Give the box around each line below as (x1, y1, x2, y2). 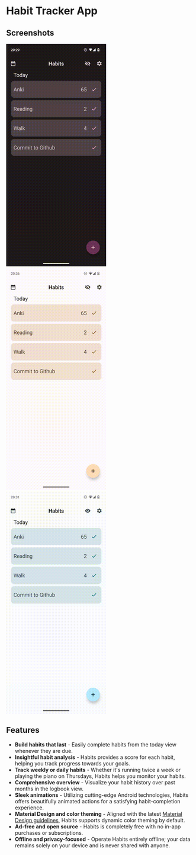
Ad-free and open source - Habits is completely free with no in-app (14, 823, 181, 830)
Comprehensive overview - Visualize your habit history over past (14, 778, 176, 786)
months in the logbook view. (14, 785, 84, 792)
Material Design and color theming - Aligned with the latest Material (14, 810, 182, 817)
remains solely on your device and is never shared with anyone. (14, 841, 171, 849)
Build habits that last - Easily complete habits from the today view (14, 740, 176, 748)
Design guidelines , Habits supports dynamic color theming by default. (14, 816, 185, 824)
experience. (14, 804, 44, 811)
